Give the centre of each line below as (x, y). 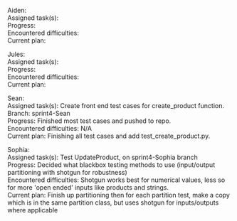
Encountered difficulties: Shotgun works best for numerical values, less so (116, 180)
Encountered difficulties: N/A (50, 128)
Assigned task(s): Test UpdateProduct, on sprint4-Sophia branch (102, 157)
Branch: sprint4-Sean (39, 113)
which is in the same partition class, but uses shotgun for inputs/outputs (113, 203)
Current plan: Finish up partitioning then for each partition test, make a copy (118, 195)
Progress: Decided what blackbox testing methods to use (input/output (111, 165)
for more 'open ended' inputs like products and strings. (88, 187)
